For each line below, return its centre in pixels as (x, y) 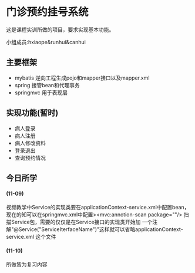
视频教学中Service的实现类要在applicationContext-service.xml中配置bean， (98, 208)
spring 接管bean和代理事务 (47, 85)
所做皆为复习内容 (27, 264)
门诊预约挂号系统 (48, 12)
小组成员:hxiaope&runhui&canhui (46, 42)
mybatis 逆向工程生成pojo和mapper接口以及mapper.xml (82, 78)
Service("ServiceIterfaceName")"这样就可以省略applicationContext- (101, 229)
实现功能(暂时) (32, 113)
